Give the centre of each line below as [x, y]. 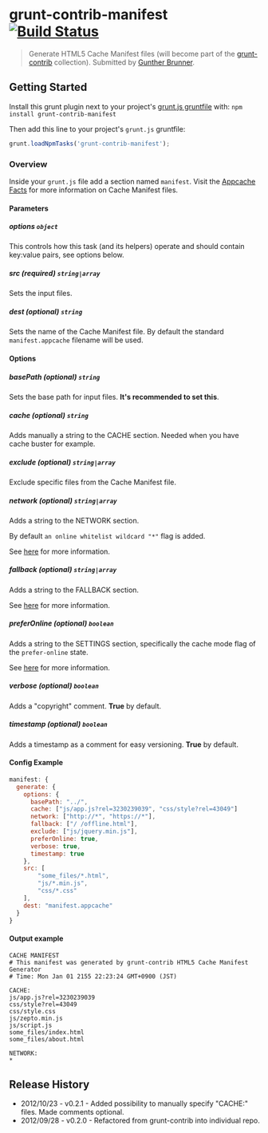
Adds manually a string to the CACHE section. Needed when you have [124, 435]
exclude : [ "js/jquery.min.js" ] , [84, 831]
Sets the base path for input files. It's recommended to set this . [114, 397]
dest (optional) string [46, 312]
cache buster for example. [52, 444]
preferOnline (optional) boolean [61, 623]
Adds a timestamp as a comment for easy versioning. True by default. [124, 744]
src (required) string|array [55, 274]
